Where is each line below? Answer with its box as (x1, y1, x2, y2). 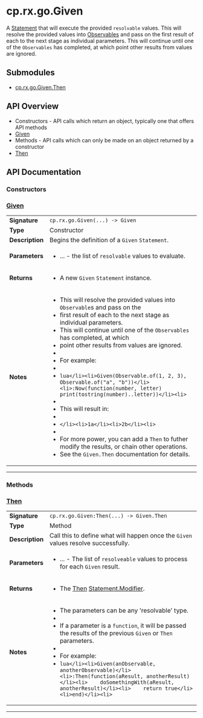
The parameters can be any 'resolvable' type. (59, 607, 189, 615)
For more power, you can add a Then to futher (59, 435, 188, 443)
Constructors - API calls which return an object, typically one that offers (14, 117, 195, 125)
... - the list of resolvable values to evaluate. (59, 252, 185, 260)
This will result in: (59, 404, 109, 413)
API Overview (6, 101, 59, 111)
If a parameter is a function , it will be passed (59, 622, 187, 630)
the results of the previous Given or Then (59, 629, 173, 637)
